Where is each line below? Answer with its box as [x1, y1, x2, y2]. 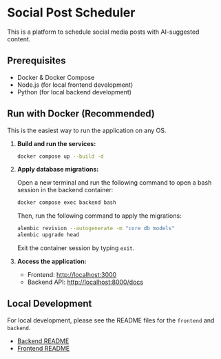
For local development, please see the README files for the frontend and [7, 316, 215, 325]
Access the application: [17, 257, 87, 266]
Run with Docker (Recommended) [7, 108, 155, 120]
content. [7, 34, 31, 43]
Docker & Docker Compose [17, 73, 95, 81]
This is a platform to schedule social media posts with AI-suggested [7, 28, 200, 36]
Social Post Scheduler [7, 5, 136, 21]
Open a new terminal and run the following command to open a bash [17, 178, 212, 187]
